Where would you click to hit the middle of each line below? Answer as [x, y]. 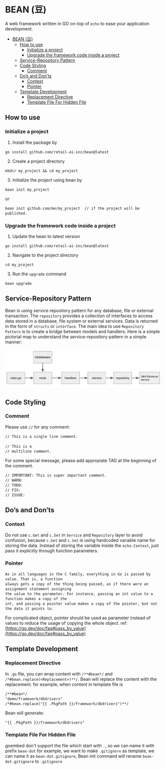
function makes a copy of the [36, 599]
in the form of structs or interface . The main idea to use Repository [75, 326]
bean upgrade [18, 283]
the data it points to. [30, 608]
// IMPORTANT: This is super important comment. [56, 475]
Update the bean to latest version [46, 236]
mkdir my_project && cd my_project [42, 171]
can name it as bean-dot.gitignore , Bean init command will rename [73, 756]
